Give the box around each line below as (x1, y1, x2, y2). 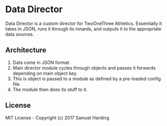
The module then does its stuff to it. (12, 86, 88, 92)
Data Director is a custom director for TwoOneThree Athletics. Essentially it (5, 20, 162, 26)
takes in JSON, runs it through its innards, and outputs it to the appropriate (5, 25, 161, 31)
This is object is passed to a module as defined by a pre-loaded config (12, 75, 161, 82)
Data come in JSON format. (12, 59, 71, 66)
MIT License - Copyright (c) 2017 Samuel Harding (5, 114, 109, 120)
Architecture (5, 46, 47, 54)
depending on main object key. (12, 70, 78, 76)
